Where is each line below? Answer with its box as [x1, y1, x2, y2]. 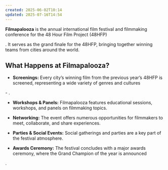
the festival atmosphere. [12, 135, 63, 142]
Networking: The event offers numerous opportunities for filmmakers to [12, 115, 163, 121]
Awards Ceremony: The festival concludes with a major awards [12, 145, 146, 151]
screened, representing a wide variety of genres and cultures [12, 80, 141, 86]
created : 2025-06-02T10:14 [5, 7, 62, 13]
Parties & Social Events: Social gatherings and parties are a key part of [12, 130, 161, 136]
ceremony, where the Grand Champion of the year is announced [12, 150, 147, 157]
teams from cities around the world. [5, 47, 80, 53]
